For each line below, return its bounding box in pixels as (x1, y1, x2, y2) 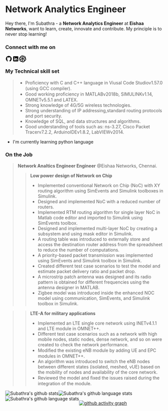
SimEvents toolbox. (37, 220, 78, 226)
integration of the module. (37, 380, 92, 386)
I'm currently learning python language (12, 139, 94, 145)
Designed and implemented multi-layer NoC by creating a (37, 225, 157, 231)
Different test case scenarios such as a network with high (37, 331, 157, 337)
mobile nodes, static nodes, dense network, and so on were (37, 336, 162, 342)
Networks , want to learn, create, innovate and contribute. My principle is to (5, 25, 162, 31)
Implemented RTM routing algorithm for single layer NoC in (37, 209, 160, 215)
